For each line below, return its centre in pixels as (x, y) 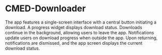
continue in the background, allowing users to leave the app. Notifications (80, 32)
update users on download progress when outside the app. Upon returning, (81, 38)
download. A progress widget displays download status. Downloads (74, 27)
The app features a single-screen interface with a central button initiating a (81, 22)
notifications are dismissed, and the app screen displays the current (74, 43)
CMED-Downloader (45, 9)
